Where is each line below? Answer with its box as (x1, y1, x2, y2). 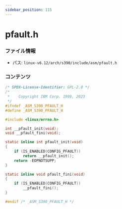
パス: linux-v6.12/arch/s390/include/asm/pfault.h (12, 60, 118, 66)
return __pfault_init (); (23, 153, 74, 158)
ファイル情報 (5, 47, 36, 54)
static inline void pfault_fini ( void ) (5, 172, 85, 177)
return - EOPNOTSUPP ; (14, 158, 57, 163)
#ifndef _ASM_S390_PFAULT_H (5, 103, 63, 108)
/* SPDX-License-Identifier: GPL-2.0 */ (5, 85, 90, 90)
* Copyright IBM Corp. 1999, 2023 (7, 94, 85, 100)
